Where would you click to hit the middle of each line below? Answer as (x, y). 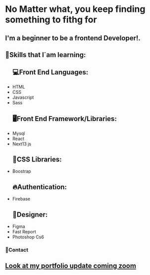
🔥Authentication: (39, 187)
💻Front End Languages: (50, 72)
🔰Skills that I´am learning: (46, 55)
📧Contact (17, 250)
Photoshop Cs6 (28, 237)
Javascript (23, 97)
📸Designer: (30, 214)
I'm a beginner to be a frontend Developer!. (73, 38)
